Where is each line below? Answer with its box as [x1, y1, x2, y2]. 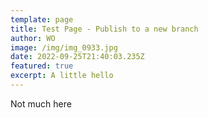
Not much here [10, 97, 72, 110]
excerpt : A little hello [10, 71, 114, 81]
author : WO [10, 33, 56, 43]
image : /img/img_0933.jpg [10, 42, 118, 53]
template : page [10, 14, 74, 25]
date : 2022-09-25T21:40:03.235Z [10, 52, 145, 62]
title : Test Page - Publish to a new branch [10, 24, 199, 34]
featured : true [10, 61, 74, 71]
